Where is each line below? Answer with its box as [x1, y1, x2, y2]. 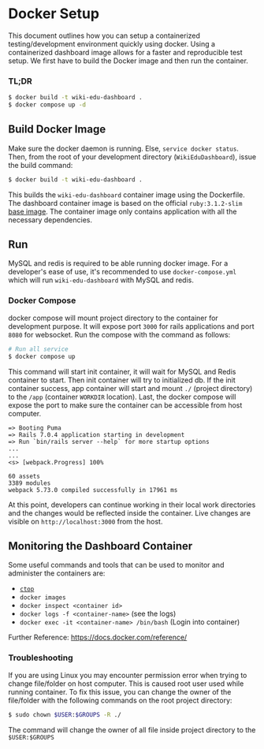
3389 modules [8, 479, 51, 487]
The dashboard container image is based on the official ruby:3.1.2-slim [8, 198, 243, 207]
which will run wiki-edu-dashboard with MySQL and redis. [8, 275, 195, 285]
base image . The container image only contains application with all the [8, 207, 237, 216]
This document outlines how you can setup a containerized [8, 31, 201, 40]
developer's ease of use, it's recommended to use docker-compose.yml [8, 267, 237, 277]
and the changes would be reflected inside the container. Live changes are [8, 508, 251, 517]
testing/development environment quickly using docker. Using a [8, 39, 215, 48]
